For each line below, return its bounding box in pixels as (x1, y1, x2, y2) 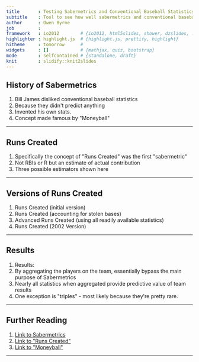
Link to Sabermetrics (14, 331, 66, 338)
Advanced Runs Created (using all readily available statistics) (14, 216, 164, 224)
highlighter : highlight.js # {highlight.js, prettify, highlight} (6, 36, 179, 42)
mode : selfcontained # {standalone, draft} (6, 53, 136, 59)
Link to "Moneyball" (14, 344, 63, 351)
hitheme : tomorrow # (6, 42, 84, 48)
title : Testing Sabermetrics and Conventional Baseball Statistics (6, 8, 195, 15)
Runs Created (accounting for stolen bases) (14, 210, 121, 217)
